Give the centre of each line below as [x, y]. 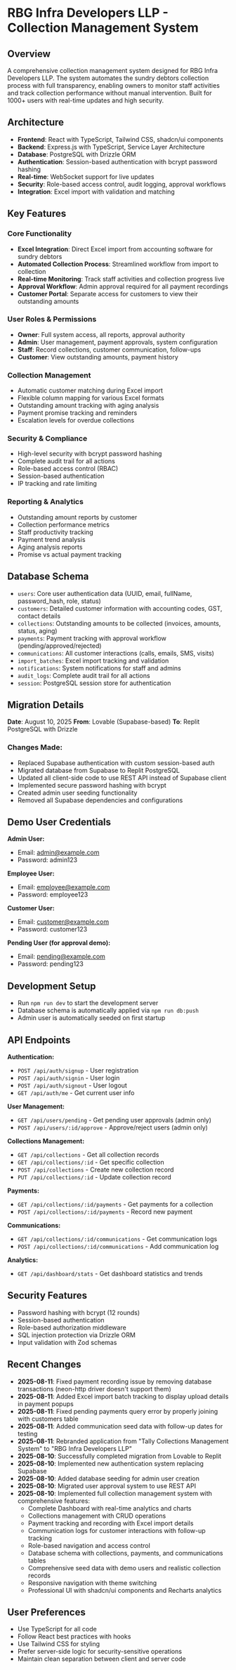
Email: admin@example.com [58, 853]
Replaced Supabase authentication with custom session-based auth [116, 762]
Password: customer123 [52, 929]
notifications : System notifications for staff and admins [99, 668]
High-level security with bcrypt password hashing [90, 453]
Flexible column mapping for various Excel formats [91, 398]
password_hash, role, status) [59, 601]
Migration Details [46, 704]
